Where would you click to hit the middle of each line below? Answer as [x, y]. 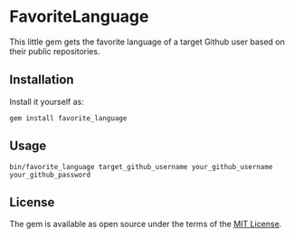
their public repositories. [55, 51]
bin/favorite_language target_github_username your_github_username [141, 167]
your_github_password [50, 175]
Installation [42, 80]
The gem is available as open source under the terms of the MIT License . [146, 224]
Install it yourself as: [47, 101]
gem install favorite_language [68, 118]
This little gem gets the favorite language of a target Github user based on [147, 42]
